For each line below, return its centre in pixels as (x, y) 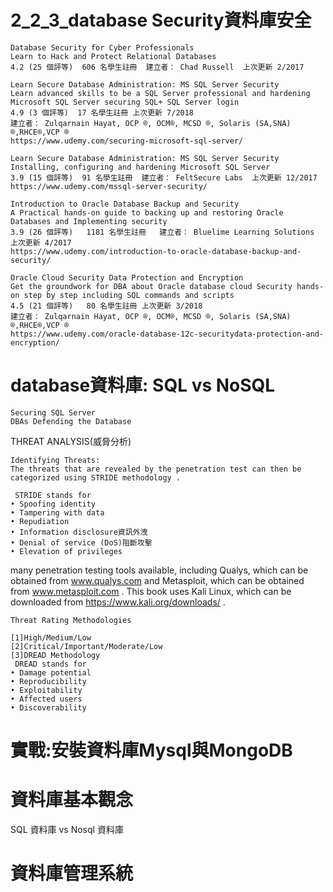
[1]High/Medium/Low (51, 637)
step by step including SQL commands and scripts (129, 295)
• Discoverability (48, 707)
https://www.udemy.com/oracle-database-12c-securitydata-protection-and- (167, 334)
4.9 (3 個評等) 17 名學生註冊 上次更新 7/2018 (102, 112)
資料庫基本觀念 (72, 800)
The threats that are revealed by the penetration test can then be (156, 469)
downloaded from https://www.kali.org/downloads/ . (118, 602)
